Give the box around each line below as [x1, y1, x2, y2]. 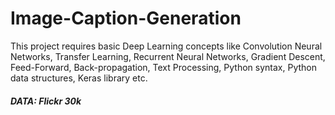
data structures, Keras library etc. [10, 72, 148, 84]
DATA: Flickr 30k [10, 95, 82, 107]
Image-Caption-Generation [10, 7, 242, 30]
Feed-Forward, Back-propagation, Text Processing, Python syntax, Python [10, 61, 317, 73]
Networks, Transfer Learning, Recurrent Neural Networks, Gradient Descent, [10, 50, 326, 62]
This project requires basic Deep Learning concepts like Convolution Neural [10, 40, 323, 52]
